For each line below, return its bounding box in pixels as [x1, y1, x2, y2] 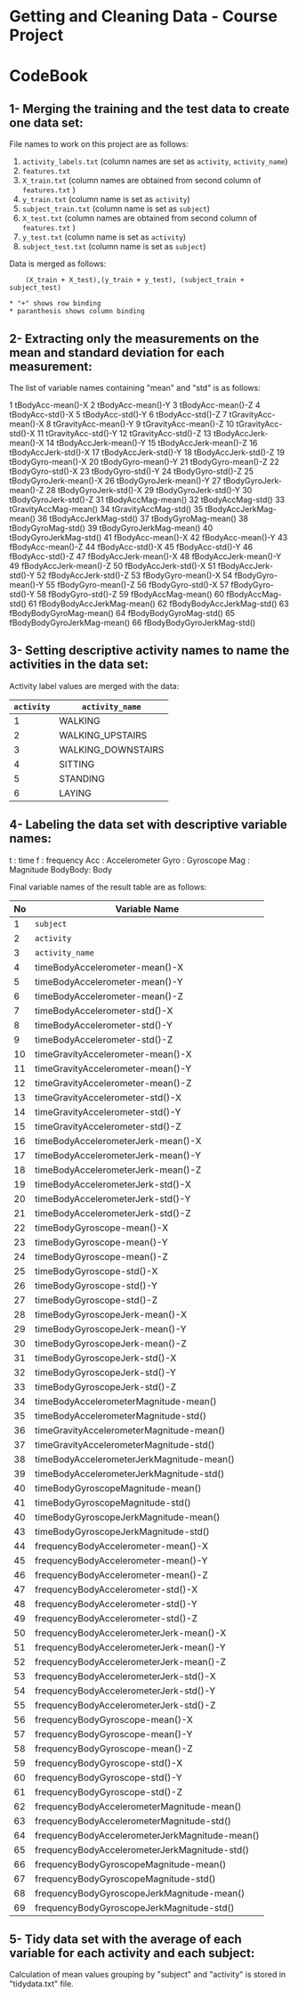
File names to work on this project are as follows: [9, 139, 189, 150]
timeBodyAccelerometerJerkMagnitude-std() [35, 1467, 225, 1480]
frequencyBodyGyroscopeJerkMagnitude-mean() [35, 1887, 246, 1899]
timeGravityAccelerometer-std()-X [35, 1091, 182, 1103]
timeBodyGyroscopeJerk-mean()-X [35, 1308, 188, 1320]
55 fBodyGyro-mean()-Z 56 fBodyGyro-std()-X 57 [45, 580, 230, 589]
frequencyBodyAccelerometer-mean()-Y [35, 1554, 208, 1566]
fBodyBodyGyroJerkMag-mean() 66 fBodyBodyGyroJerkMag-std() [9, 617, 256, 628]
